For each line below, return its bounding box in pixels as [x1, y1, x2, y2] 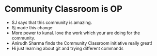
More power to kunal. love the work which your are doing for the [11, 30, 140, 36]
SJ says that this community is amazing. [11, 19, 92, 25]
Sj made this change [11, 24, 53, 30]
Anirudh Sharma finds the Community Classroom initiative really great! [11, 40, 152, 46]
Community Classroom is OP [4, 3, 123, 15]
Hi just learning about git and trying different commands [11, 45, 124, 51]
